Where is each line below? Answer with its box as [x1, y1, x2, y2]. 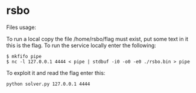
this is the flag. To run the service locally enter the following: [6, 42, 157, 49]
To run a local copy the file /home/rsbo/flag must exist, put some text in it [6, 35, 189, 42]
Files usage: [6, 24, 36, 31]
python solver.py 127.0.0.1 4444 [6, 81, 90, 87]
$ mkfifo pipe [6, 53, 42, 59]
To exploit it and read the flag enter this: [6, 69, 106, 76]
